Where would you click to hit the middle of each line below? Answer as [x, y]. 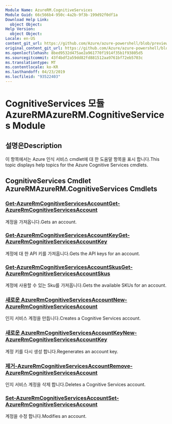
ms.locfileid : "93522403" [33, 77]
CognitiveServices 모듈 [55, 104]
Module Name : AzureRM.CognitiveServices [49, 10]
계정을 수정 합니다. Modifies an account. [46, 416]
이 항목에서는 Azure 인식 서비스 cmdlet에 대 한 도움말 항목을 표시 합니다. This [82, 159]
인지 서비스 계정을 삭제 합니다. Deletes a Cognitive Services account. [76, 385]
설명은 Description [34, 146]
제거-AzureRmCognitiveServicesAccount [58, 366]
